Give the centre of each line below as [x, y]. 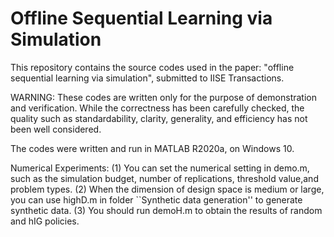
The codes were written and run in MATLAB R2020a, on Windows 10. [152, 148]
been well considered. [56, 129]
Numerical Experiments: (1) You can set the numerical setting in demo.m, [160, 168]
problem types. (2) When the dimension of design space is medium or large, [167, 189]
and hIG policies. [45, 221]
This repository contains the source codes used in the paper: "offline [152, 67]
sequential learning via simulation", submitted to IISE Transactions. [147, 78]
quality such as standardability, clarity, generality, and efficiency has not [159, 118]
